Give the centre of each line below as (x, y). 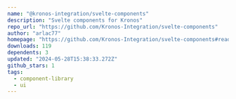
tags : (15, 72)
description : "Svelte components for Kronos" (75, 20)
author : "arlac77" (34, 33)
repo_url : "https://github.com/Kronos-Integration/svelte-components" (113, 26)
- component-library (44, 78)
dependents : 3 (28, 53)
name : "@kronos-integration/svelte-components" (78, 14)
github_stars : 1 (31, 66)
